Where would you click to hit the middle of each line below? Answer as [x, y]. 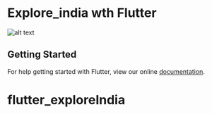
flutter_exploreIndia [66, 100]
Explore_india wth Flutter [82, 13]
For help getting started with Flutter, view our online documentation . [106, 71]
